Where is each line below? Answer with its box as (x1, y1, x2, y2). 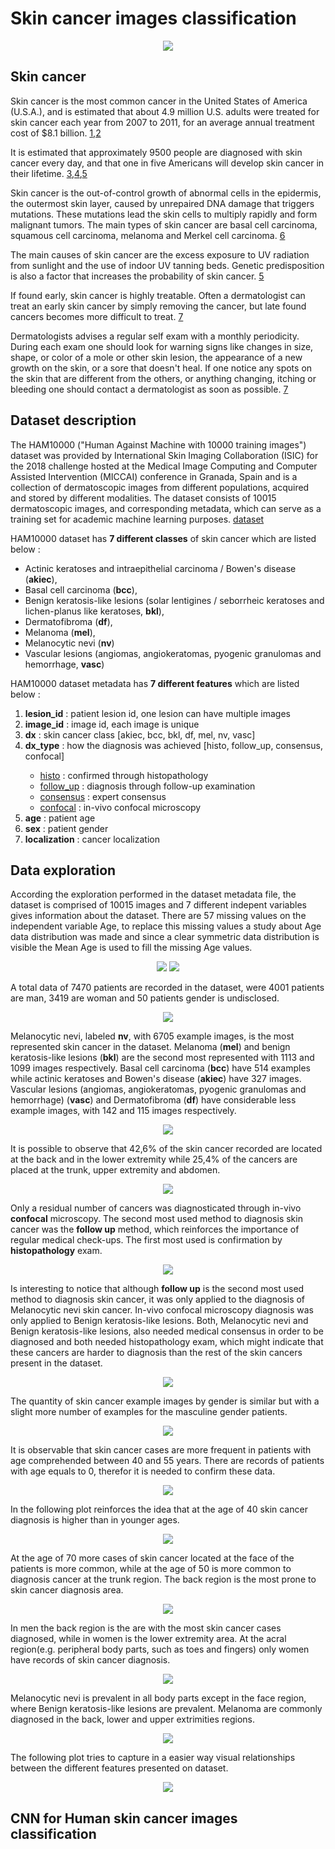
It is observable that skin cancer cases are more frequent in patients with (10, 1444, 312, 1456)
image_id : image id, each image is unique (24, 718, 200, 730)
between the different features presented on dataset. (10, 1762, 229, 1774)
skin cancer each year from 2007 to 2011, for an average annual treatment (10, 116, 315, 128)
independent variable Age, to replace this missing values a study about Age (10, 920, 322, 932)
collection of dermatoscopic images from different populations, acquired (10, 481, 310, 493)
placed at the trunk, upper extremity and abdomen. (10, 1164, 221, 1176)
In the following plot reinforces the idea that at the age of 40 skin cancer (10, 1503, 308, 1516)
